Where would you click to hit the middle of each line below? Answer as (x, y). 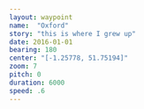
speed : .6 (27, 91)
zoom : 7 (23, 67)
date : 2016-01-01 (41, 42)
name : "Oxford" (39, 25)
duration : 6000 (37, 83)
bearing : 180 (33, 50)
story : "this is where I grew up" (73, 33)
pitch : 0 (25, 75)
